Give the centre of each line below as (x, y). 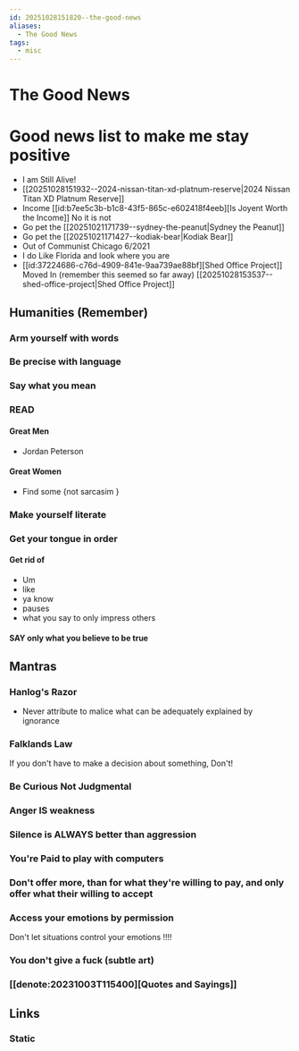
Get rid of (27, 560)
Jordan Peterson (53, 451)
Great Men (29, 431)
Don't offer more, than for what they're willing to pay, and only (147, 882)
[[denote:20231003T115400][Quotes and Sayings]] (123, 985)
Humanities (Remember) (79, 313)
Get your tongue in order (63, 538)
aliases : (25, 26)
